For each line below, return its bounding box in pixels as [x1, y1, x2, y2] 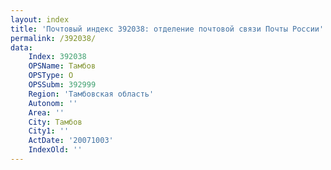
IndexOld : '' [28, 145, 83, 155]
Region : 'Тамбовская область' [28, 89, 155, 99]
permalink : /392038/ [10, 33, 97, 43]
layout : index [10, 14, 70, 25]
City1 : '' [28, 126, 70, 136]
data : [10, 42, 33, 53]
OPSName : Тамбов [28, 61, 97, 71]
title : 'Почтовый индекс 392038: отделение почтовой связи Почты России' [10, 24, 325, 34]
